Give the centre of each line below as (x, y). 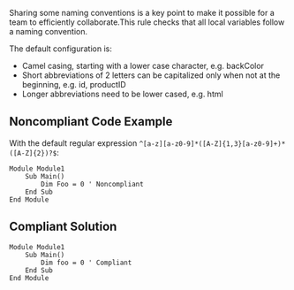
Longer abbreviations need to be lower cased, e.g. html (122, 94)
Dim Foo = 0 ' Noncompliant (92, 184)
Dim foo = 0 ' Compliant (87, 263)
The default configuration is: (60, 49)
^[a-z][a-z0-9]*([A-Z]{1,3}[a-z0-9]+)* (212, 144)
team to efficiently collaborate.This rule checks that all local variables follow (147, 22)
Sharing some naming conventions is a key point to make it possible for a (142, 13)
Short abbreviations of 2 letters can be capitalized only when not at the (151, 75)
